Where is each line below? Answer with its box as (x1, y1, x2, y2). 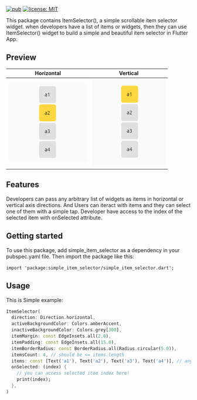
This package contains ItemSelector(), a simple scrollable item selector (6, 17, 178, 23)
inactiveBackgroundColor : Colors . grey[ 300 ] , (11, 327, 122, 333)
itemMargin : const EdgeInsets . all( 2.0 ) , (11, 333, 111, 339)
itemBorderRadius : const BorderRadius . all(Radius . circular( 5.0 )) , (11, 345, 177, 351)
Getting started (6, 231, 63, 241)
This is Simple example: (6, 296, 63, 303)
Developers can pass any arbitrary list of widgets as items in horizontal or (6, 195, 184, 202)
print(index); (16, 377, 51, 382)
